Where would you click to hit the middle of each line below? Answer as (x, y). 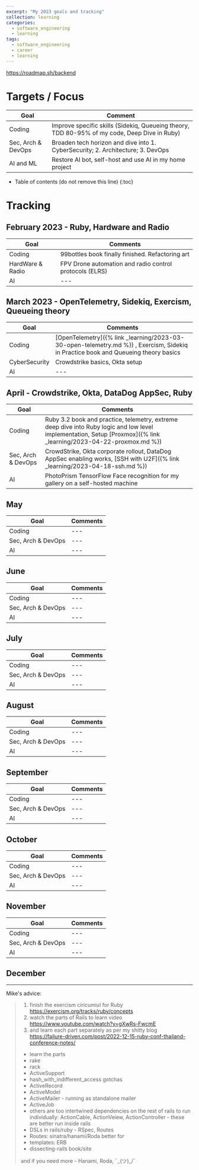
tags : (13, 39)
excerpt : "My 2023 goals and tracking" (55, 12)
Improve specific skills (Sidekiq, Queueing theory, (121, 125)
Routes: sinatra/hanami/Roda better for (77, 1136)
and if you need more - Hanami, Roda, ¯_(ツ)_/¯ (78, 1161)
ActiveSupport (47, 1073)
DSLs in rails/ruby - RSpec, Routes (72, 1130)
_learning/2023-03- (155, 337)
